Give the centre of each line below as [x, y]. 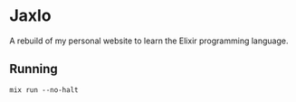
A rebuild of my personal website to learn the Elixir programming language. [149, 41]
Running [34, 69]
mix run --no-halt [44, 90]
